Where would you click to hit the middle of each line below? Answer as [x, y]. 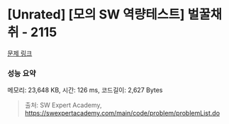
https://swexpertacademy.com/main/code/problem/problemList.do [122, 113]
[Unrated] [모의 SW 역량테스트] [96, 15]
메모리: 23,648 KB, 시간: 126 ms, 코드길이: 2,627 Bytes [85, 90]
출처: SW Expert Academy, [63, 105]
